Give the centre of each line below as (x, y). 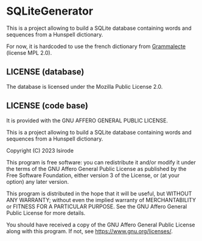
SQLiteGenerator (50, 11)
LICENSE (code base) (47, 106)
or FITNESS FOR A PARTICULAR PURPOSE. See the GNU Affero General (97, 206)
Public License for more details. (46, 213)
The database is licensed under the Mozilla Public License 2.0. (85, 86)
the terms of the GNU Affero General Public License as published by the (96, 169)
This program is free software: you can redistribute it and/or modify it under (101, 162)
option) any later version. (37, 181)
